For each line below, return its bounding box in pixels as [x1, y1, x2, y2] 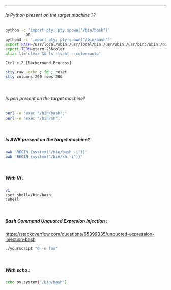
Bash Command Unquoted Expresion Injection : [5, 218, 108, 224]
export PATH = [5, 42, 33, 47]
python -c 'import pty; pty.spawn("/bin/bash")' [5, 27, 110, 33]
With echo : [5, 267, 31, 273]
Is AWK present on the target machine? [5, 136, 91, 142]
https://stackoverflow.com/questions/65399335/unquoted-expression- [5, 231, 155, 237]
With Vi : [5, 175, 24, 181]
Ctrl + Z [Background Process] [5, 61, 72, 66]
